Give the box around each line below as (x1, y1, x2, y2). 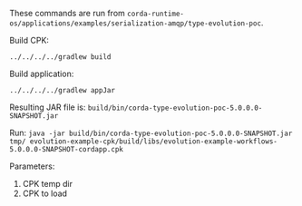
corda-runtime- (126, 9, 184, 18)
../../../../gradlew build (9, 53, 112, 62)
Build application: (9, 68, 74, 79)
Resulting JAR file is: (9, 102, 86, 113)
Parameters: (9, 161, 55, 172)
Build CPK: (9, 35, 50, 45)
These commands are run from (9, 8, 125, 18)
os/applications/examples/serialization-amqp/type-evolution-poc (9, 19, 261, 28)
